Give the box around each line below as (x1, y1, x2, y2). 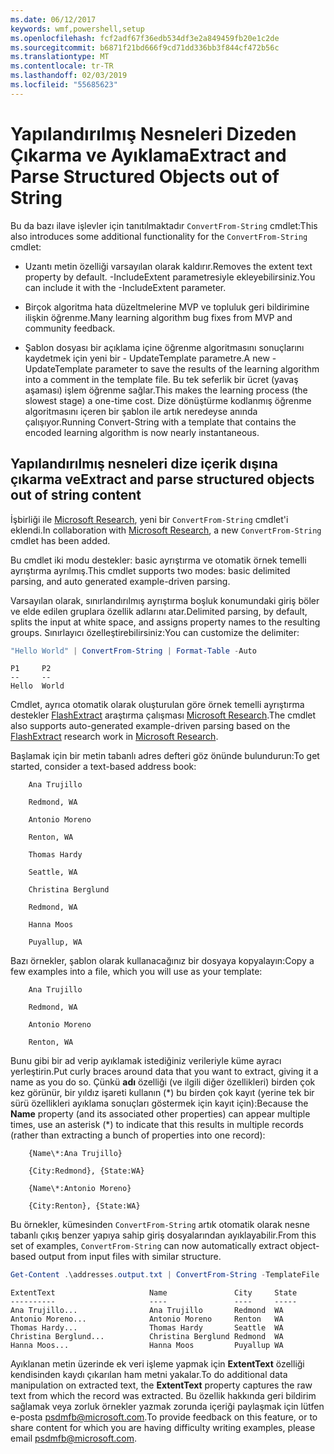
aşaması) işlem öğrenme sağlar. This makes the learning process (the (24, 384, 308, 396)
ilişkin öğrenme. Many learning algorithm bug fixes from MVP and (24, 311, 293, 323)
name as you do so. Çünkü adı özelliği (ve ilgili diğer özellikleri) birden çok (10, 1076, 316, 1088)
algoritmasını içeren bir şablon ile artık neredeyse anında (24, 405, 258, 417)
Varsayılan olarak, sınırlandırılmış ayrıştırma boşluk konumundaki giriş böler (10, 594, 320, 606)
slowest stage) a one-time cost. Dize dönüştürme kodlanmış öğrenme (24, 394, 312, 406)
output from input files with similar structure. (38, 1251, 222, 1263)
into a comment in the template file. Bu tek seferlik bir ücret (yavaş (24, 373, 299, 385)
